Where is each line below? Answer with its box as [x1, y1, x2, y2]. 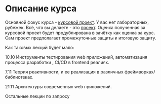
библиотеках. [5, 74, 34, 80]
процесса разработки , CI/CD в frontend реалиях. [5, 59, 110, 65]
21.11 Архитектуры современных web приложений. [5, 83, 112, 89]
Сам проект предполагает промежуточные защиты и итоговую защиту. [5, 35, 157, 41]
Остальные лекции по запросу [5, 93, 70, 99]
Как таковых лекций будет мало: [5, 44, 74, 50]
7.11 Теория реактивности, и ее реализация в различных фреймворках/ [5, 69, 156, 74]
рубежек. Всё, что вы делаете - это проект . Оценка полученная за [5, 24, 146, 30]
